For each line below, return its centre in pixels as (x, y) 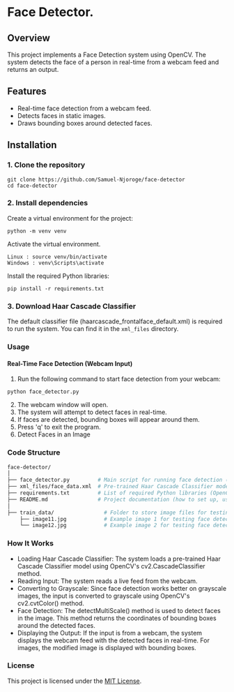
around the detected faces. (56, 625)
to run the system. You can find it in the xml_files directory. (93, 329)
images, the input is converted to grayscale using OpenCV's (103, 596)
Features (27, 91)
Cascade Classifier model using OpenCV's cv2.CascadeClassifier (111, 566)
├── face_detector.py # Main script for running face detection (115, 480)
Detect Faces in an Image (54, 434)
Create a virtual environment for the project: (70, 218)
